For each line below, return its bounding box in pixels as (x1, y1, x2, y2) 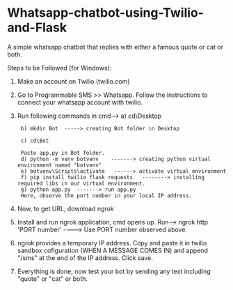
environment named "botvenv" (17, 162, 102, 169)
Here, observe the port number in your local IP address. (20, 192, 193, 199)
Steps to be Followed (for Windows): (7, 63, 112, 72)
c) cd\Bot (20, 137, 49, 144)
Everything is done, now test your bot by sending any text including (17, 267, 211, 275)
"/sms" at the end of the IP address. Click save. (17, 253, 153, 262)
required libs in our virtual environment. (17, 180, 146, 187)
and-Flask (7, 20, 67, 36)
